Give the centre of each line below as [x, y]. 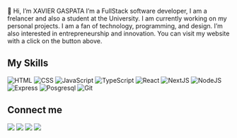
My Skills [28, 63]
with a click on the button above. [55, 41]
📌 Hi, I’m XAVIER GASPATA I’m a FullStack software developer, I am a [107, 11]
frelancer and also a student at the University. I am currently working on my [117, 18]
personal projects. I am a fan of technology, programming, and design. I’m [115, 26]
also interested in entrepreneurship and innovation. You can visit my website [118, 33]
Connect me [35, 110]
